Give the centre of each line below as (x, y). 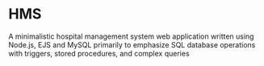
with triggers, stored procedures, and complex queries (99, 53)
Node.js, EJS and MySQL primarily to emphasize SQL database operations (132, 44)
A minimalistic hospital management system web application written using (131, 36)
